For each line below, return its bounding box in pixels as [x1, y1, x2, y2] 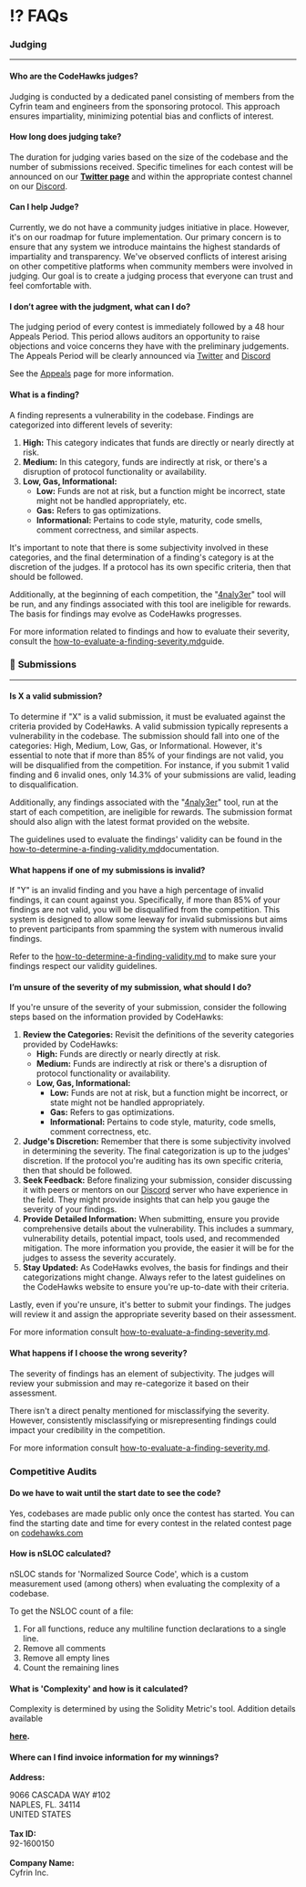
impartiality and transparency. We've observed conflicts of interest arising [9, 251, 287, 262]
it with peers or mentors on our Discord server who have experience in [22, 1185, 289, 1196]
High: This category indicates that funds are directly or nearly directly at [22, 437, 294, 448]
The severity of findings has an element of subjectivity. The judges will [9, 1367, 275, 1379]
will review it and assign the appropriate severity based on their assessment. [9, 1309, 297, 1320]
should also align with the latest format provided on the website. [9, 817, 250, 827]
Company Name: [9, 1858, 75, 1869]
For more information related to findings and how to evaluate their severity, [9, 626, 290, 637]
